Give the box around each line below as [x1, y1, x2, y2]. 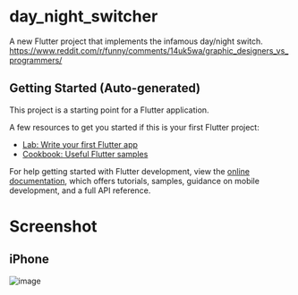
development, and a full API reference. [9, 185, 151, 196]
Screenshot [9, 216, 98, 236]
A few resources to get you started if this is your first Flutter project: [9, 122, 260, 132]
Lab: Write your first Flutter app [21, 139, 139, 149]
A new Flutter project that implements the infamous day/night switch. [9, 36, 264, 46]
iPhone [9, 252, 49, 267]
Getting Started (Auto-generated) [9, 80, 201, 96]
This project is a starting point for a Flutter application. [9, 105, 209, 115]
